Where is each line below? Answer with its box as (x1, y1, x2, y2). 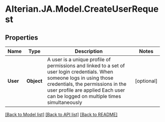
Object (26, 77, 43, 84)
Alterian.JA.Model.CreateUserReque (5, 3, 159, 15)
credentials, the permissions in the (47, 81, 127, 87)
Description (74, 48, 103, 54)
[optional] (135, 77, 158, 84)
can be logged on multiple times (47, 93, 121, 99)
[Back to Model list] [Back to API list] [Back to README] (5, 112, 118, 117)
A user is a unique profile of (47, 56, 111, 63)
